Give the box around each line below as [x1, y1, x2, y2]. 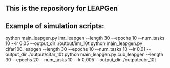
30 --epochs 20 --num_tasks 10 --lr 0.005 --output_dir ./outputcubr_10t [5, 57, 156, 63]
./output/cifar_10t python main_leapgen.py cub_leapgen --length [28, 51, 164, 58]
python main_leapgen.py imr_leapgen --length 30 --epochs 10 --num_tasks [5, 35, 165, 41]
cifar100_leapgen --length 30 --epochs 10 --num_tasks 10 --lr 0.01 [5, 46, 146, 52]
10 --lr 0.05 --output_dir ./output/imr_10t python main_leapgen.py [5, 40, 142, 47]
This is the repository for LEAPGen [5, 4, 118, 13]
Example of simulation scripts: [5, 21, 104, 30]
